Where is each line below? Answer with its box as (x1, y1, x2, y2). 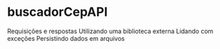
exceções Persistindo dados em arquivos (7, 34, 125, 42)
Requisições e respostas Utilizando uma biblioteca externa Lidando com (7, 27, 214, 35)
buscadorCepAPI (7, 4, 108, 20)
